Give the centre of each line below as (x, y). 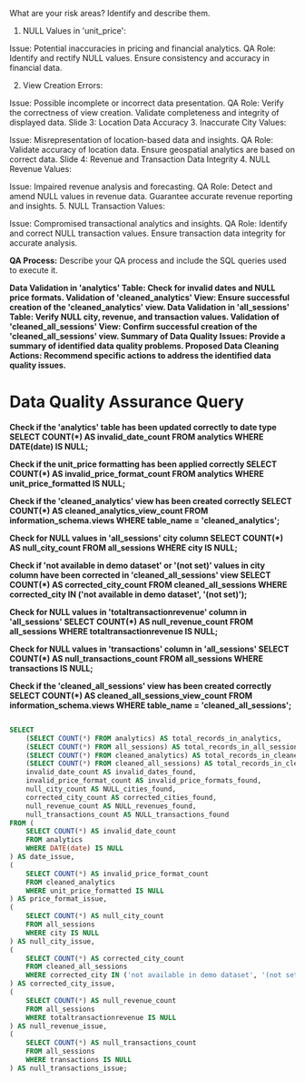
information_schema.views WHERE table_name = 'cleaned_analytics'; (144, 520)
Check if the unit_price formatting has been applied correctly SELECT (143, 464)
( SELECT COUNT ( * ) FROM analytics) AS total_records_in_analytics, (154, 738)
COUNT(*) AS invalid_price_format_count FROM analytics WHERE (137, 473)
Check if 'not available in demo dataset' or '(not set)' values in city (138, 565)
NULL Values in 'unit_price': (74, 30)
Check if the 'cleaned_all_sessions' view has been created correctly (141, 685)
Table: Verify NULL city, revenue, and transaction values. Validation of (144, 317)
